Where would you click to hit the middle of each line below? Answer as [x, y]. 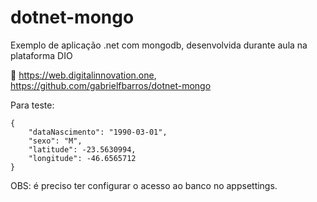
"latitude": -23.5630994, [82, 149]
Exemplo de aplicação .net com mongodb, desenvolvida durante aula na [159, 45]
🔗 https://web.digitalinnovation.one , [83, 75]
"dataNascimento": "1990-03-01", [98, 132]
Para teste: [32, 105]
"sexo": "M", [55, 141]
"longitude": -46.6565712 [82, 158]
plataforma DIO [41, 55]
